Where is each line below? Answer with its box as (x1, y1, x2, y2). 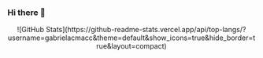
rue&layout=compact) (96, 42, 167, 51)
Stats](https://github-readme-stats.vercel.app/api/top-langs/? (46, 25, 246, 34)
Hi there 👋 (7, 7, 46, 18)
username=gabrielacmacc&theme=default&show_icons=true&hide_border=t (7, 33, 256, 42)
